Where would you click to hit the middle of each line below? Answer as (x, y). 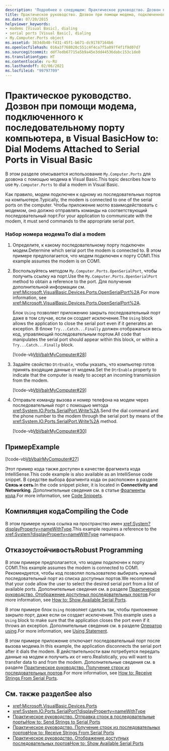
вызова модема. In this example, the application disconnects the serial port (83, 646)
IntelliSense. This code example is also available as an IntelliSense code (79, 474)
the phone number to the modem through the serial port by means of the (88, 416)
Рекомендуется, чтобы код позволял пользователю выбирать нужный (81, 573)
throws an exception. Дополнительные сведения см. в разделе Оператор (83, 626)
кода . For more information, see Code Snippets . (54, 496)
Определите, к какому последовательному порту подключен (78, 245)
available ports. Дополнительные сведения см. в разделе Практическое (82, 589)
